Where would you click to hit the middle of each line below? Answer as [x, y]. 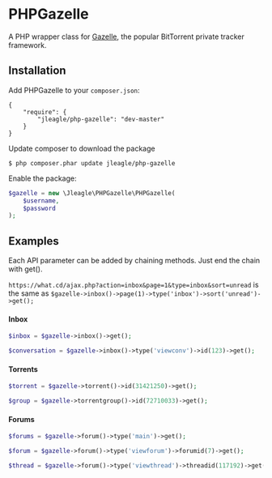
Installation [37, 71]
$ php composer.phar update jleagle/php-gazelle [92, 163]
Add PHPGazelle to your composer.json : [74, 90]
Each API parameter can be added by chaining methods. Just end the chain [134, 261]
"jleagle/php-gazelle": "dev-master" [101, 119]
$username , [41, 201]
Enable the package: [42, 178]
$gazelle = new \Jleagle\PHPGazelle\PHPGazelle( [92, 193]
